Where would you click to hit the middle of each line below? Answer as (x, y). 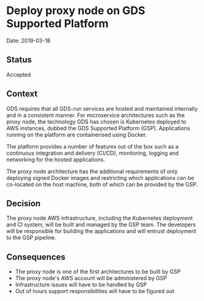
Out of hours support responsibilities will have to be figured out (95, 291)
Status (19, 60)
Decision (24, 203)
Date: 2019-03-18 (28, 40)
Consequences (36, 257)
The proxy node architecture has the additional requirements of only (92, 171)
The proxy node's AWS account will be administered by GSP (91, 278)
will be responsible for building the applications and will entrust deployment (101, 231)
